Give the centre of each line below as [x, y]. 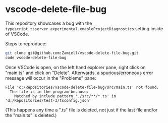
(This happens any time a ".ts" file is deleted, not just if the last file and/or [81, 110]
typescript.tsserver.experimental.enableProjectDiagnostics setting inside [84, 28]
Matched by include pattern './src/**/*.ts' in [65, 96]
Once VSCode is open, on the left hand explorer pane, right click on [75, 67]
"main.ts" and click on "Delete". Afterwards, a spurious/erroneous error [79, 73]
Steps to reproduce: [26, 43]
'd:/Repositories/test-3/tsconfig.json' [48, 100]
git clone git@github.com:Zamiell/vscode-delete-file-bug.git [72, 53]
